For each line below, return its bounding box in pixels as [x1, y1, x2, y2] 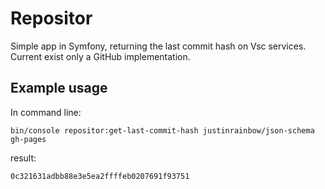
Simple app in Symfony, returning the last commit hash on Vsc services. [10, 40, 307, 52]
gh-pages [10, 134, 47, 144]
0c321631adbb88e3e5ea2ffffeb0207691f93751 [10, 171, 190, 181]
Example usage [10, 80, 108, 97]
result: [10, 152, 37, 164]
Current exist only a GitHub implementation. [10, 50, 191, 62]
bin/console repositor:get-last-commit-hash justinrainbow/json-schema [10, 125, 315, 136]
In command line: [10, 106, 82, 118]
